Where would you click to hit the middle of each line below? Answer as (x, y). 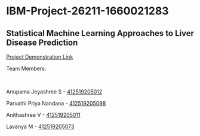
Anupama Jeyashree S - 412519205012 (54, 92)
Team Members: (26, 68)
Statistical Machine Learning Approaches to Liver (100, 33)
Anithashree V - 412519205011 (43, 115)
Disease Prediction (42, 42)
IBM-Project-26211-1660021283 (87, 11)
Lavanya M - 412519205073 (40, 126)
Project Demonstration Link (40, 57)
